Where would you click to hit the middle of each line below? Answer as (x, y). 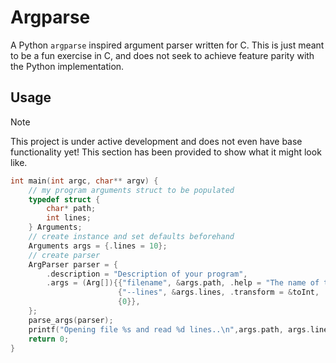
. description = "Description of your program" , (147, 274)
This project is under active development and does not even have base (156, 141)
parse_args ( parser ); (71, 320)
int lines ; (69, 218)
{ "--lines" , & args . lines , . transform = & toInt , (218, 292)
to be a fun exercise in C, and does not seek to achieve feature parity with (162, 55)
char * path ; (71, 209)
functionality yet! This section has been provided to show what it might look (166, 152)
